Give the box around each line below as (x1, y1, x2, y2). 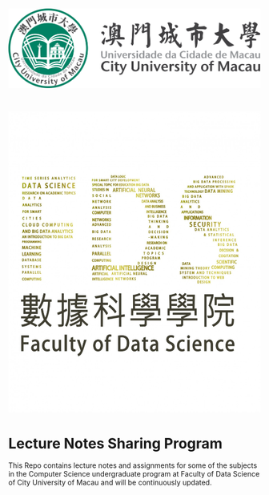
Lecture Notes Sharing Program (8, 434, 223, 453)
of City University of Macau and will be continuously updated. (8, 477, 212, 488)
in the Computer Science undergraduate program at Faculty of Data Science (8, 469, 260, 479)
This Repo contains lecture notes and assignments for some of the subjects (8, 461, 258, 470)
